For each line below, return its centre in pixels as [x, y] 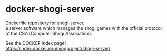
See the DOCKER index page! [36, 43]
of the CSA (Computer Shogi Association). [49, 33]
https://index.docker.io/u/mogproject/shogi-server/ [58, 48]
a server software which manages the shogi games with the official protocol [83, 28]
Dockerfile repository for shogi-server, [45, 23]
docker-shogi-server [50, 9]
